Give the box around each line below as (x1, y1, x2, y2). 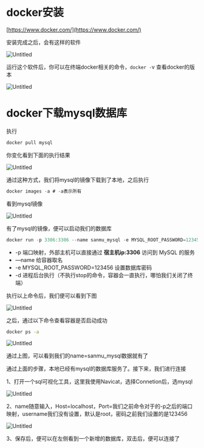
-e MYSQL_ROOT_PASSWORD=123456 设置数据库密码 (15, 264, 152, 271)
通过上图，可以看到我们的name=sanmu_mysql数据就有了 (6, 352, 149, 359)
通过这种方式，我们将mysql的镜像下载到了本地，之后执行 (6, 176, 149, 183)
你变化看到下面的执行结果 (6, 151, 70, 159)
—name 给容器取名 (15, 256, 63, 263)
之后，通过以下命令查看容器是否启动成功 (6, 317, 107, 324)
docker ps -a (6, 329, 39, 335)
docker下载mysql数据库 (6, 106, 127, 120)
